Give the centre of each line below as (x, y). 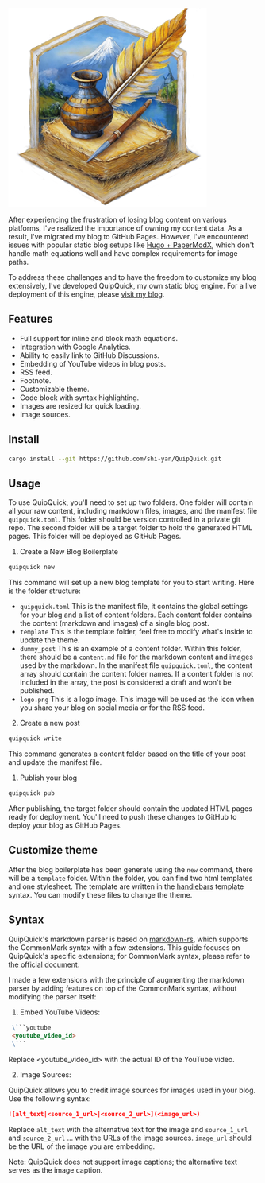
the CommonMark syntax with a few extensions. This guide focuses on (124, 947)
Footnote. (35, 380)
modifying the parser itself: (52, 996)
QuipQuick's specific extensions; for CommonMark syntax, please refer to (129, 956)
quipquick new (32, 568)
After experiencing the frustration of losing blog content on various (118, 219)
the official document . (44, 964)
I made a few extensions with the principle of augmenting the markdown (126, 979)
